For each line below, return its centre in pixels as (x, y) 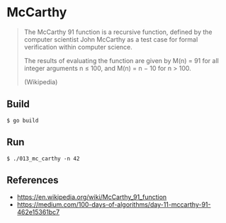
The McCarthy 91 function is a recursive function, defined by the (118, 32)
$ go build (23, 120)
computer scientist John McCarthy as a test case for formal (111, 39)
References (33, 180)
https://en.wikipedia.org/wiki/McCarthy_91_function (92, 197)
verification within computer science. (78, 47)
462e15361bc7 (38, 212)
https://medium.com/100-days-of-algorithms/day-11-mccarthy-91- (114, 205)
